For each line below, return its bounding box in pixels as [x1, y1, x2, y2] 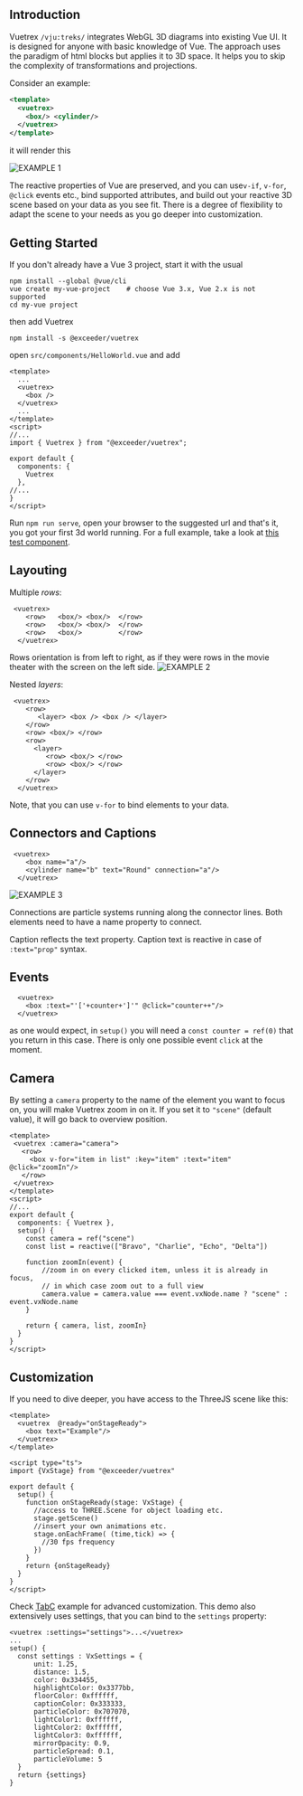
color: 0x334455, [32, 1676, 99, 1685]
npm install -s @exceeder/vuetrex [9, 334, 140, 343]
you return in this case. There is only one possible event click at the [9, 1035, 263, 1045]
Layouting [9, 562, 68, 578]
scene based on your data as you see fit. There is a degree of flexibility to [9, 199, 283, 211]
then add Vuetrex [9, 317, 74, 326]
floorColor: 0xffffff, [32, 1691, 119, 1701]
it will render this [9, 145, 71, 156]
